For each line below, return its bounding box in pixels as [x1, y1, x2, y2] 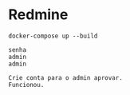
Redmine [8, 6, 69, 24]
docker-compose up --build [8, 32, 98, 40]
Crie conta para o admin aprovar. [8, 73, 124, 81]
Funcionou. [8, 81, 45, 89]
